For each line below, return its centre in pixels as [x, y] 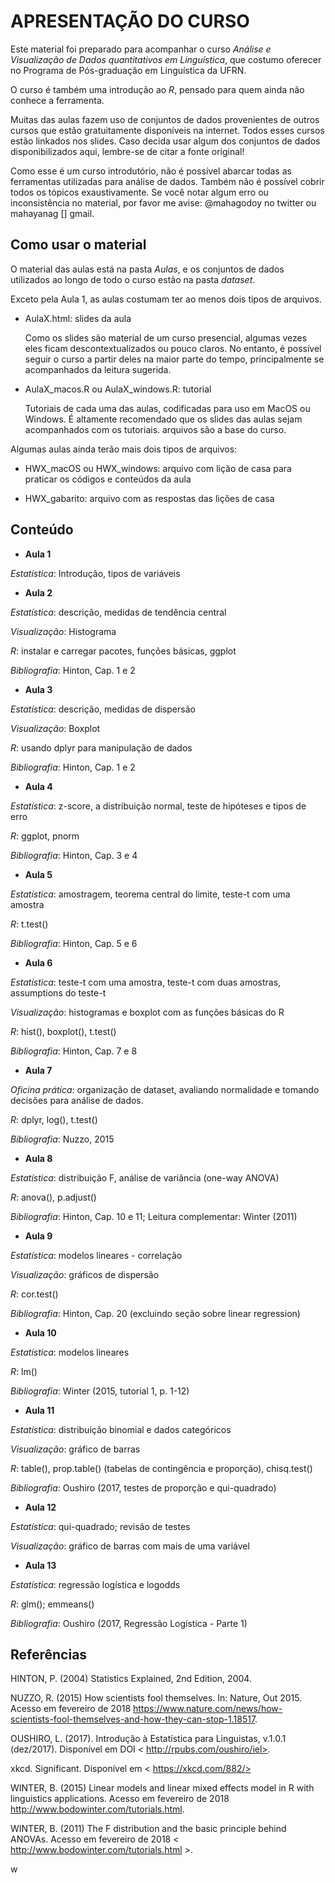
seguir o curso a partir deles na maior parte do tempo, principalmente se [174, 359]
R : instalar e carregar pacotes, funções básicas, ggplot [123, 651]
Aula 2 [38, 592]
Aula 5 [38, 874]
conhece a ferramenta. [57, 100]
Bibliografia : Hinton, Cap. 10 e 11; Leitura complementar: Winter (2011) [154, 1216]
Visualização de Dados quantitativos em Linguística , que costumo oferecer [166, 59]
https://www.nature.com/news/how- [208, 1709]
